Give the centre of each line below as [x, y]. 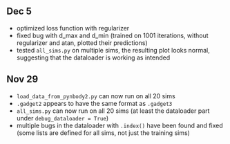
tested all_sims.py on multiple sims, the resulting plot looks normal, [113, 50]
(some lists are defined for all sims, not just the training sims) [103, 133]
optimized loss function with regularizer [73, 28]
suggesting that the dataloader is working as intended [93, 57]
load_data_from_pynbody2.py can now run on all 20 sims [96, 96]
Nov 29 [22, 79]
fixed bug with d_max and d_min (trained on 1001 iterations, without [112, 35]
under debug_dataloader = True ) [63, 118]
